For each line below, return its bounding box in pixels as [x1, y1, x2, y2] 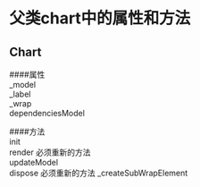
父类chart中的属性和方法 [9, 8, 191, 29]
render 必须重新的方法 [9, 147, 91, 157]
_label [9, 89, 31, 99]
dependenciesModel [9, 108, 85, 118]
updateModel [9, 157, 59, 167]
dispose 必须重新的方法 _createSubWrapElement [9, 167, 188, 178]
